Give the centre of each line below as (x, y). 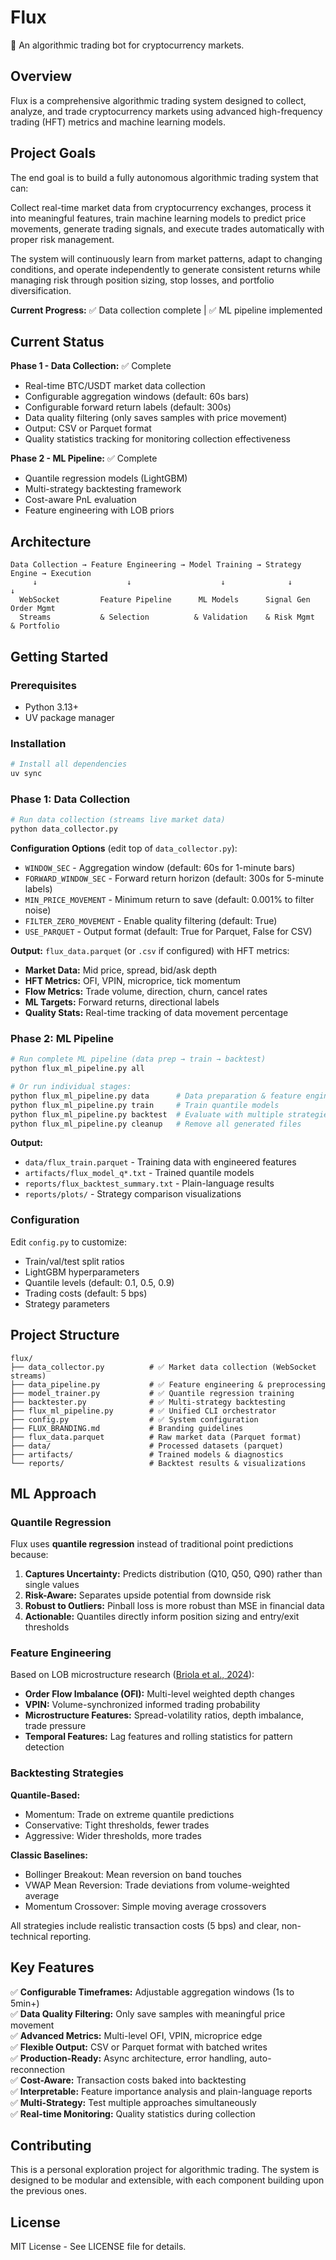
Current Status (57, 341)
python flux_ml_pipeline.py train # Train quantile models (145, 1105)
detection (44, 1747)
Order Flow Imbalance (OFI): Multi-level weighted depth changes (159, 1694)
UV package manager (69, 717)
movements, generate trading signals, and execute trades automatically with (167, 228)
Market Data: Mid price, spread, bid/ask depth (121, 970)
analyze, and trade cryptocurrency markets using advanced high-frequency (166, 111)
